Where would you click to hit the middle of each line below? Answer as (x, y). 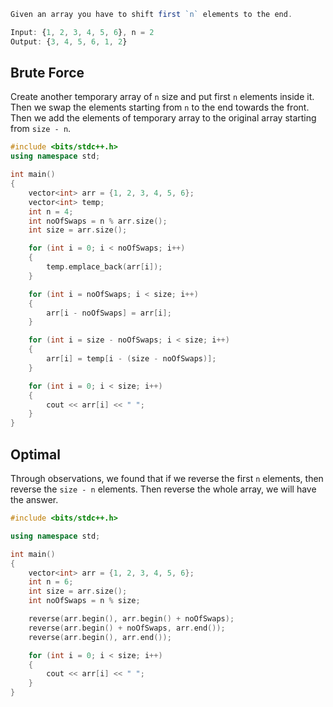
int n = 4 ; (51, 211)
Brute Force (47, 73)
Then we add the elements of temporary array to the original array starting (163, 118)
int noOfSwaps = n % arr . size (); (98, 221)
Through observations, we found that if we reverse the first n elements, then (167, 478)
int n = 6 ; (51, 582)
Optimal (35, 454)
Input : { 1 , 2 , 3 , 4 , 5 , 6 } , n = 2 (82, 32)
